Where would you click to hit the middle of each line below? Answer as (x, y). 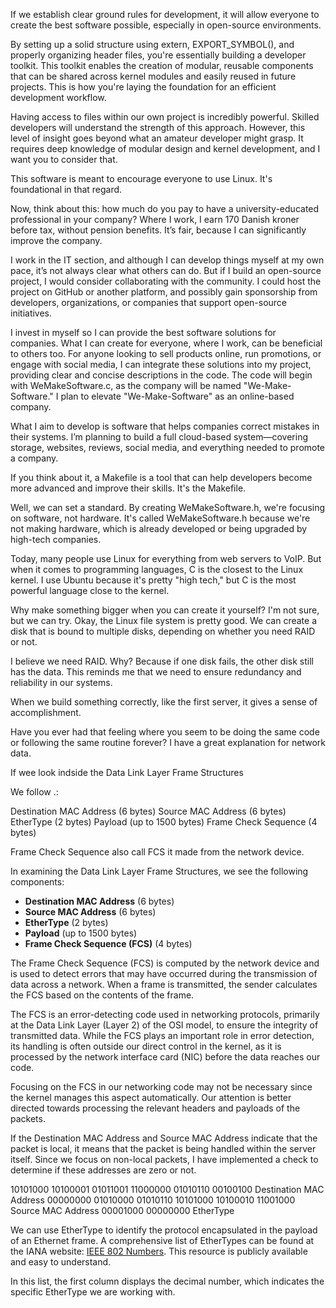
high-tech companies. (56, 539)
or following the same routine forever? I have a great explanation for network (168, 742)
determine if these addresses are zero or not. (103, 1170)
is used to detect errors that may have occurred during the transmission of (164, 973)
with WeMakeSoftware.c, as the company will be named (126, 385)
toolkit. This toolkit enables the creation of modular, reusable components (162, 65)
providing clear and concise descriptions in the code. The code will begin (161, 375)
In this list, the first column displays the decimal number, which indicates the (167, 1281)
